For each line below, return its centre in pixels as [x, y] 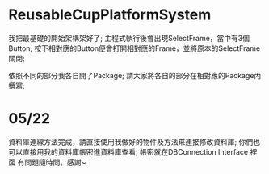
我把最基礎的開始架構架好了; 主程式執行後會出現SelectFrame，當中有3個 [129, 38]
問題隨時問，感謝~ [55, 162]
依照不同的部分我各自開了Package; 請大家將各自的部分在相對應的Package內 [135, 75]
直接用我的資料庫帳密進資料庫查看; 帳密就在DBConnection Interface [135, 151]
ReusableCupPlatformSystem [110, 15]
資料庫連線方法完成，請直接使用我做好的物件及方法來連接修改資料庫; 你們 [131, 142]
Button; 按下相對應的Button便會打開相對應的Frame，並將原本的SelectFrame [134, 48]
